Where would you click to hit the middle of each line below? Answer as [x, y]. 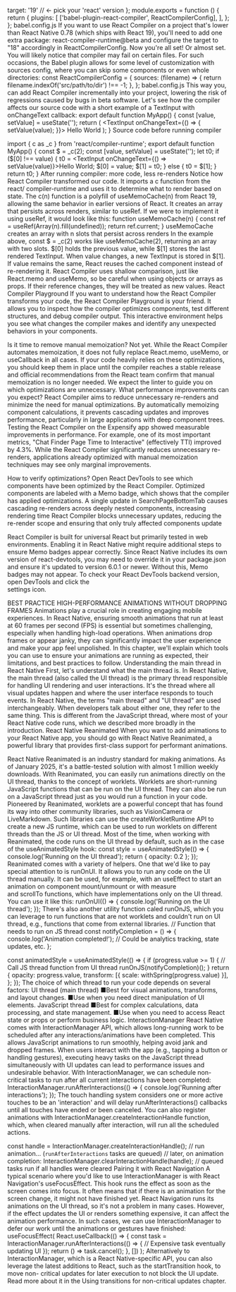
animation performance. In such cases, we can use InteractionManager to [114, 1221]
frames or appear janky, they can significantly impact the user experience [114, 640]
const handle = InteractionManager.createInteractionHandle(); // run [106, 1146]
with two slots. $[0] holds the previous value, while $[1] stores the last [109, 249]
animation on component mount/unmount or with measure [92, 886]
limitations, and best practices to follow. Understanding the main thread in [114, 663]
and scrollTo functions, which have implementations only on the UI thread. [115, 894]
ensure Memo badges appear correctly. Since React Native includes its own [117, 552]
